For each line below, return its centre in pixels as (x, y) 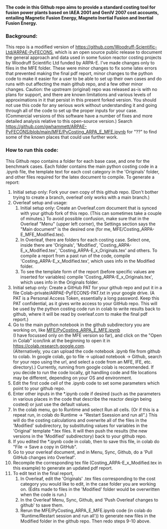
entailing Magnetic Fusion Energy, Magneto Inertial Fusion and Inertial (80, 18)
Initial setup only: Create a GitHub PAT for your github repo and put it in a (87, 287)
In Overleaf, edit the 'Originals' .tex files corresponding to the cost (88, 479)
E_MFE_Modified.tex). (42, 234)
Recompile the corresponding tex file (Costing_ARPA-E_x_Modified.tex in (87, 463)
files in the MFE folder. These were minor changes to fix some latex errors (81, 68)
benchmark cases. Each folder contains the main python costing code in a (82, 166)
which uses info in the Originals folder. (59, 282)
